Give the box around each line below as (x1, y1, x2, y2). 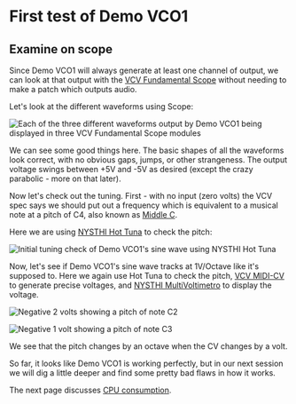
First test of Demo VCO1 (9, 6, 189, 27)
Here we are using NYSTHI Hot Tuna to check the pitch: (9, 226, 213, 237)
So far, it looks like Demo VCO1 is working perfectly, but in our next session (9, 358, 284, 368)
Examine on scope (9, 42, 113, 57)
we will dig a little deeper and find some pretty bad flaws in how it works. (9, 368, 277, 378)
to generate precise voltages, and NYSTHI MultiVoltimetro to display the (9, 280, 272, 290)
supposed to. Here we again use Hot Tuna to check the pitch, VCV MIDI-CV (9, 271, 285, 281)
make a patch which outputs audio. (9, 84, 137, 94)
